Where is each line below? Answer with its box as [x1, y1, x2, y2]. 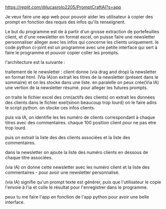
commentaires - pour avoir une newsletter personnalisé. [5, 169, 120, 175]
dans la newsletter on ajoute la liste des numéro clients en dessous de [5, 150, 149, 155]
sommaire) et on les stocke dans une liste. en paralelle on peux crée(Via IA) [5, 79, 160, 85]
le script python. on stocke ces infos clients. [5, 105, 95, 110]
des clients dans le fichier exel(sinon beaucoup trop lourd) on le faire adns [5, 100, 157, 105]
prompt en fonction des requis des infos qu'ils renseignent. [5, 19, 126, 25]
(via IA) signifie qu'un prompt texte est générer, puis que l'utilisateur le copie [5, 179, 162, 185]
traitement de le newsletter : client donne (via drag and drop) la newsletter [5, 69, 157, 75]
